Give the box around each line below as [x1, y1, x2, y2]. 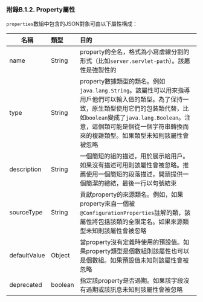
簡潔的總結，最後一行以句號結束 [86, 179, 177, 188]
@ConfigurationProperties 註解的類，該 [80, 208, 191, 217]
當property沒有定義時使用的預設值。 [80, 238, 184, 246]
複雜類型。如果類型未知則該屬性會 [92, 132, 189, 140]
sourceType [9, 208, 43, 217]
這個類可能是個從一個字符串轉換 [92, 123, 183, 131]
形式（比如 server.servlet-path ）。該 [80, 57, 184, 65]
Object [51, 251, 70, 260]
